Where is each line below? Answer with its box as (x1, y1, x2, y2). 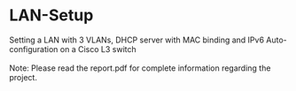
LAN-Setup (9, 5, 94, 26)
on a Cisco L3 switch (59, 43, 137, 54)
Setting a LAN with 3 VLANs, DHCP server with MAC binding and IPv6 (9, 34, 264, 45)
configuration (9, 43, 58, 54)
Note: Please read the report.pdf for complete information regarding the (9, 63, 271, 73)
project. (9, 72, 38, 82)
